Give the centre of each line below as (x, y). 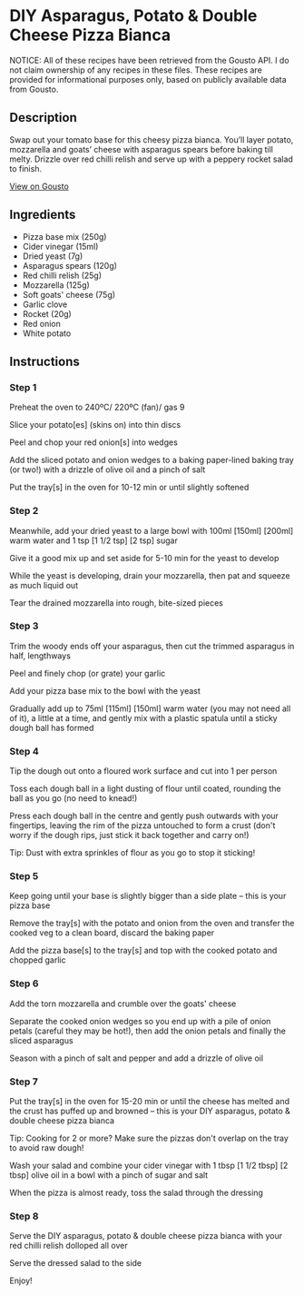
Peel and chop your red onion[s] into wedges (94, 442)
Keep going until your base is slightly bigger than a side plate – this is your (148, 896)
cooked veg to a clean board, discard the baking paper (112, 933)
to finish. (26, 168)
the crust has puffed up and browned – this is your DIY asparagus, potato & (150, 1111)
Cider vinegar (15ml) (60, 246)
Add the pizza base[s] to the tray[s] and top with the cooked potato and (143, 951)
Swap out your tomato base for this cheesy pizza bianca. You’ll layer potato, (152, 139)
